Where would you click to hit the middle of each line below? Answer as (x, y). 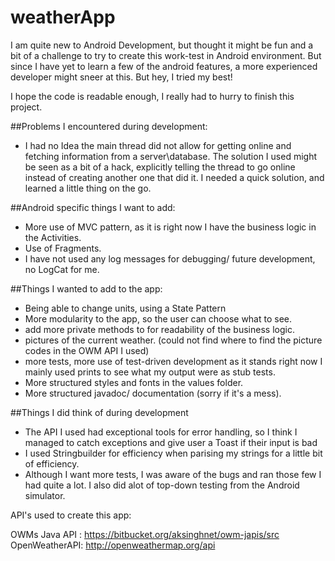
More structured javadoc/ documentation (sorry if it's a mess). (153, 393)
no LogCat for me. (62, 269)
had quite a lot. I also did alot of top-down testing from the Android (162, 485)
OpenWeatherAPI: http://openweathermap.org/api (113, 545)
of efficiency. (52, 463)
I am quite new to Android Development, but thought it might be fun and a (162, 45)
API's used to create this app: (71, 515)
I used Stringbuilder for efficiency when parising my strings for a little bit (173, 453)
